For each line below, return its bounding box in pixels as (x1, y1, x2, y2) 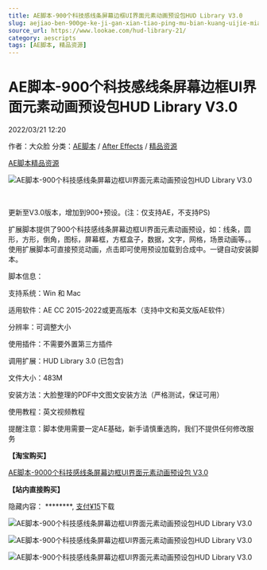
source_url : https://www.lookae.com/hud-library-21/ (8, 26, 187, 34)
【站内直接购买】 (8, 485, 64, 494)
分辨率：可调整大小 (8, 322, 72, 332)
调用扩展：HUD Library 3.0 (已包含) (8, 356, 125, 366)
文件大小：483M (8, 373, 63, 383)
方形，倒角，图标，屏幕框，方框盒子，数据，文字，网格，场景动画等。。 (21, 234, 256, 244)
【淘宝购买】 (8, 451, 50, 461)
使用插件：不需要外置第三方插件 (8, 340, 113, 349)
